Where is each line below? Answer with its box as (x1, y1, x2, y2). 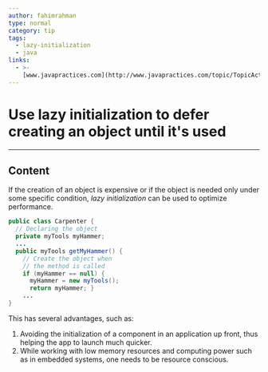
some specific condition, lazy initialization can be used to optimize (8, 193, 227, 204)
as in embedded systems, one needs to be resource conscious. (19, 354, 229, 364)
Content (8, 164, 50, 177)
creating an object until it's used (8, 122, 227, 140)
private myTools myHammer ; (15, 232, 105, 240)
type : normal (8, 19, 52, 27)
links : (8, 57, 30, 65)
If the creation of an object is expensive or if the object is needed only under (8, 185, 260, 195)
